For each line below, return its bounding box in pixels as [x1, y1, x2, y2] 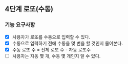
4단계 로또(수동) [5, 5, 53, 14]
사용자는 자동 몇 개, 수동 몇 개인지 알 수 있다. [12, 53, 101, 59]
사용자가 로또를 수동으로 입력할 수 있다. [12, 34, 91, 40]
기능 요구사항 [5, 21, 35, 28]
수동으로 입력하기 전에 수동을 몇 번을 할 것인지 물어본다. [12, 40, 123, 46]
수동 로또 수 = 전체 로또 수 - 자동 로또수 [12, 46, 91, 52]
